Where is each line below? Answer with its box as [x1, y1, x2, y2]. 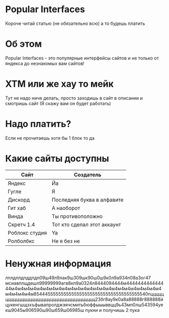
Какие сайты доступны [5, 152, 109, 164]
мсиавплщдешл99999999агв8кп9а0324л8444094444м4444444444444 [5, 280, 164, 286]
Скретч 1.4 [8, 221, 35, 228]
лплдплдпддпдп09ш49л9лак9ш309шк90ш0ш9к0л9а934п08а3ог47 [5, 274, 151, 280]
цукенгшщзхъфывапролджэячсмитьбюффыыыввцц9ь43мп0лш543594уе [5, 301, 163, 308]
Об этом [5, 38, 42, 50]
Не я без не [52, 237, 80, 244]
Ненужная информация [5, 258, 111, 269]
